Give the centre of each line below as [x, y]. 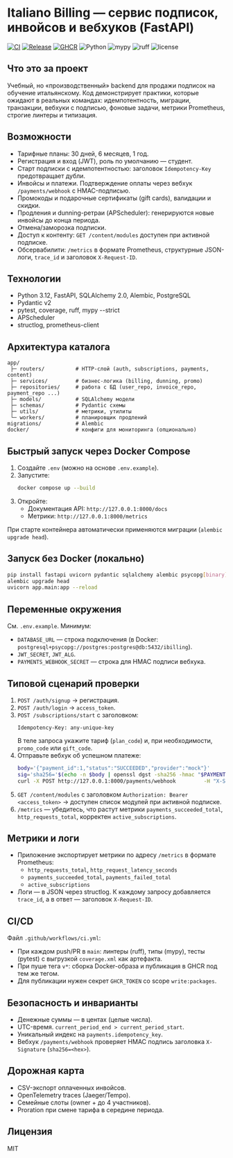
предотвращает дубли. [51, 176]
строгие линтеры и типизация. [52, 115]
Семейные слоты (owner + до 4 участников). [84, 1102]
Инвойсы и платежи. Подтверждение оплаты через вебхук [105, 183]
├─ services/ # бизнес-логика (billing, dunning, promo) [106, 381]
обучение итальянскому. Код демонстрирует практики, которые [103, 92]
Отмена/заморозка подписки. [62, 227]
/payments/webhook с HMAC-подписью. [74, 190]
